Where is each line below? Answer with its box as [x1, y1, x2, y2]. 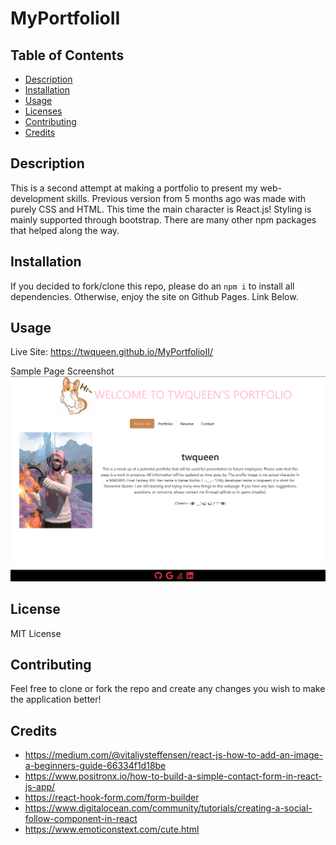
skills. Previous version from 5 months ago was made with [66, 192, 307, 204]
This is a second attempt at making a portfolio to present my [10, 182, 258, 194]
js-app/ [24, 781, 56, 793]
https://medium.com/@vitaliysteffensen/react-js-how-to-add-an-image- [24, 749, 324, 761]
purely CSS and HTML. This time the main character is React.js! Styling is [10, 203, 312, 215]
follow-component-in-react [24, 813, 138, 825]
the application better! [10, 693, 102, 706]
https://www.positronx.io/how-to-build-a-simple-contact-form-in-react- [24, 770, 323, 782]
